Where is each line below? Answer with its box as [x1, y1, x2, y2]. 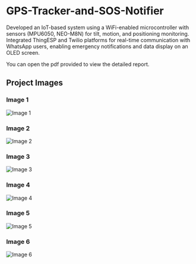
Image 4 [6, 181, 31, 189]
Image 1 [6, 96, 29, 104]
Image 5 [6, 209, 30, 218]
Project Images [6, 78, 64, 88]
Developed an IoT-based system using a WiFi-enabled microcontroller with [6, 24, 189, 31]
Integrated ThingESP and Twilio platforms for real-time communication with [6, 36, 191, 43]
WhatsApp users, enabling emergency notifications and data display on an [6, 43, 188, 50]
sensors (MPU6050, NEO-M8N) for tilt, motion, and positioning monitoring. [6, 30, 189, 37]
